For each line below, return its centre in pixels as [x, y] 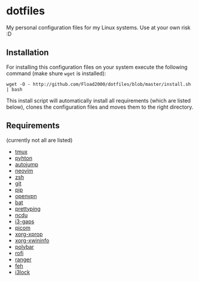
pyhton [24, 158]
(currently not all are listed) [39, 140]
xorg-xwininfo [32, 240]
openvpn [26, 196]
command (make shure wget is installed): [56, 73]
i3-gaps [25, 221]
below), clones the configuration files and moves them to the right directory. [100, 107]
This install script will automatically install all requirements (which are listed [99, 100]
